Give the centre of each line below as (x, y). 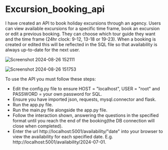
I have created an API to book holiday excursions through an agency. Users (83, 23)
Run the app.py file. (33, 104)
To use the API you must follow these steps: (51, 79)
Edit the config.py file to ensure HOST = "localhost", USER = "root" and (86, 88)
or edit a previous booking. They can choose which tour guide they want (80, 34)
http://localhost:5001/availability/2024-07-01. (59, 142)
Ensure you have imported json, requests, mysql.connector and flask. (84, 99)
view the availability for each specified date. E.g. (63, 136)
